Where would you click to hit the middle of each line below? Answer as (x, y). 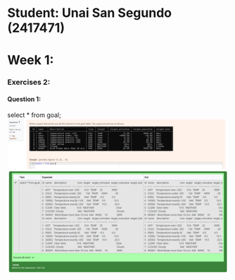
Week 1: (31, 60)
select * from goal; (34, 115)
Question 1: (24, 99)
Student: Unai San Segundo (90, 13)
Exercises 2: (29, 83)
